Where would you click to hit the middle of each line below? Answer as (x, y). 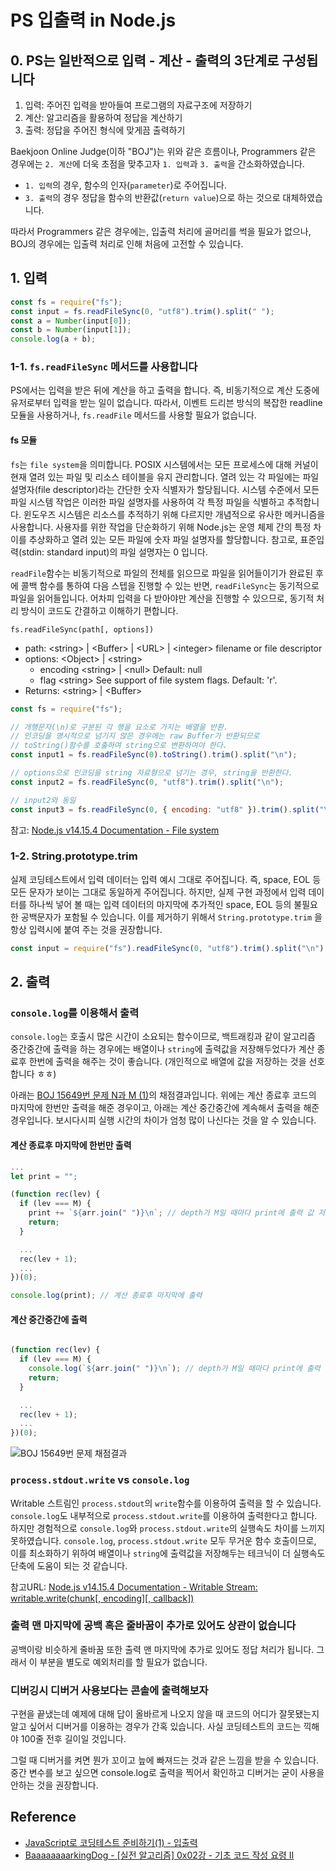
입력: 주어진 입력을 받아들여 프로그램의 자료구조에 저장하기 (138, 105)
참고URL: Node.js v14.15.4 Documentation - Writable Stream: (134, 1587)
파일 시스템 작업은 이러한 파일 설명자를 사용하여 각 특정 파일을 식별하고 (147, 502)
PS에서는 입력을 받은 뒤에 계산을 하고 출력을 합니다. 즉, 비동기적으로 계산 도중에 (165, 390)
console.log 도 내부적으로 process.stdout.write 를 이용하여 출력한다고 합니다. (164, 1515)
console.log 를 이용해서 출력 (75, 1013)
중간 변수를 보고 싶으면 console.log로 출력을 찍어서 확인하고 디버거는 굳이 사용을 (167, 1773)
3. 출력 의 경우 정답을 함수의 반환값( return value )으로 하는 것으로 (152, 197)
